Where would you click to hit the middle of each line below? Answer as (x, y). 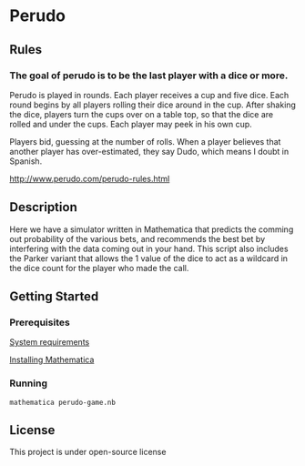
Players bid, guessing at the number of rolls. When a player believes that (145, 141)
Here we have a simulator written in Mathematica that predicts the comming (152, 229)
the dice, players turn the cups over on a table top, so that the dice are (142, 114)
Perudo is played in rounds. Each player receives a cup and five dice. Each (149, 95)
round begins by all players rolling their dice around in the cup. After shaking (152, 105)
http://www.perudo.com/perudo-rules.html (90, 178)
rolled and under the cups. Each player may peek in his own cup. (131, 124)
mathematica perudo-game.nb (63, 402)
